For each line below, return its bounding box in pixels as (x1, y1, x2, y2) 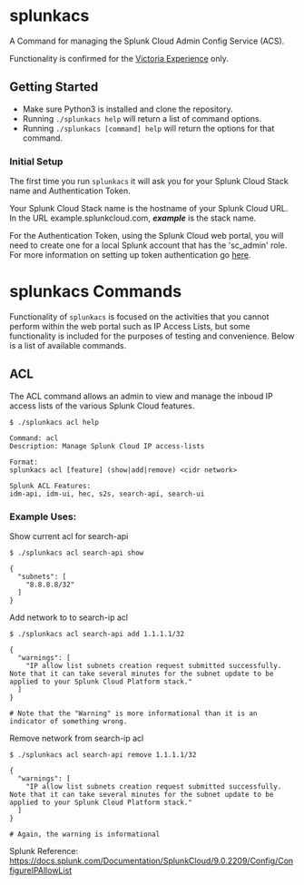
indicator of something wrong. (9, 717, 128, 726)
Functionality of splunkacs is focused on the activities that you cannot (9, 310, 270, 322)
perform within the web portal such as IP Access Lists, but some (9, 320, 250, 331)
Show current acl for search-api (9, 531, 129, 542)
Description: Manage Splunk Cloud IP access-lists (9, 441, 205, 450)
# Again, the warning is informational (9, 830, 161, 840)
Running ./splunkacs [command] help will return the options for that (22, 123, 275, 133)
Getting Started (9, 79, 99, 95)
